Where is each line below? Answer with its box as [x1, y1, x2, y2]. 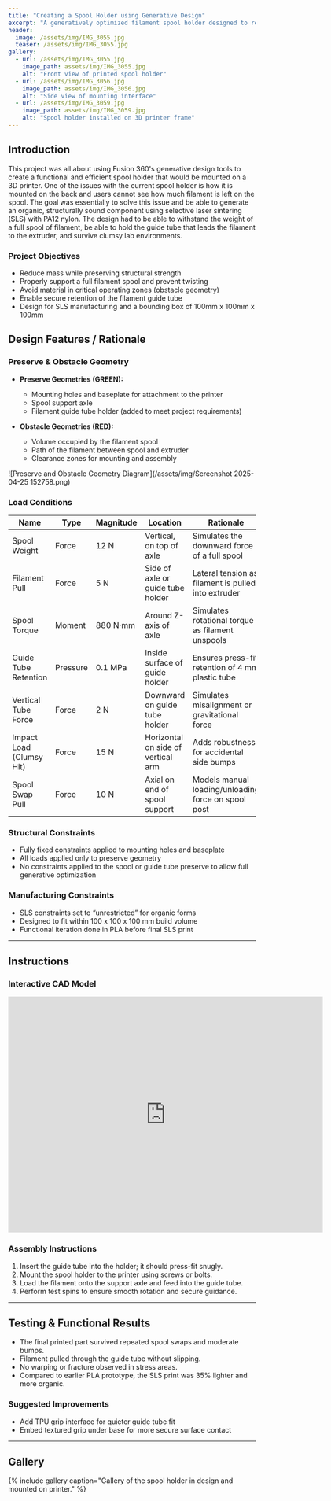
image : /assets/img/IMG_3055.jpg [15, 33, 125, 42]
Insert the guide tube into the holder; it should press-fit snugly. [19, 1261, 223, 1271]
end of [145, 784, 169, 795]
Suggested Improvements [8, 1399, 110, 1410]
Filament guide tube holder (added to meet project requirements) [31, 406, 242, 415]
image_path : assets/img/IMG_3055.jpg [22, 63, 146, 71]
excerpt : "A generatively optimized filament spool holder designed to [8, 19, 248, 27]
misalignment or [192, 699, 252, 710]
